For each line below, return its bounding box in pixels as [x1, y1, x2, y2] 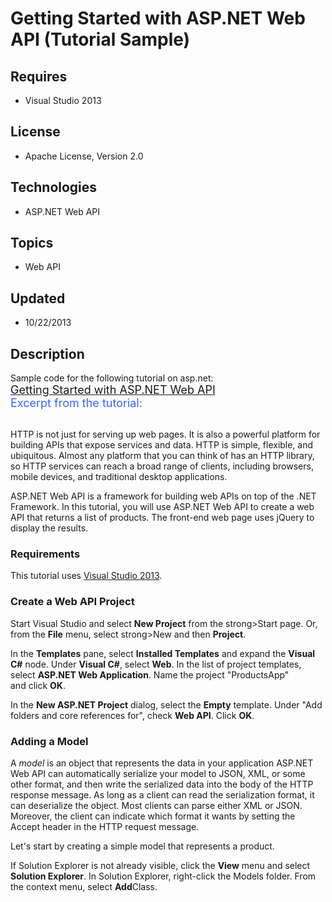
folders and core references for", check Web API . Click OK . [10, 709, 255, 721]
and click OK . [10, 679, 66, 691]
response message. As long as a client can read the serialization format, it [10, 788, 315, 801]
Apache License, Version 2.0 [24, 150, 144, 162]
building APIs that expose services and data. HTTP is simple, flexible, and [10, 439, 314, 451]
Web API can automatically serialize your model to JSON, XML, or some [10, 767, 306, 779]
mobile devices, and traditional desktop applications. [10, 471, 228, 483]
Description [10, 345, 85, 362]
